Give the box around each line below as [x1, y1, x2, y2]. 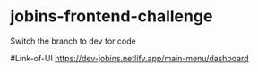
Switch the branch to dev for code [10, 36, 137, 46]
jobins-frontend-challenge [10, 6, 213, 27]
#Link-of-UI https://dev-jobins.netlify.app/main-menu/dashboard [10, 52, 249, 63]
